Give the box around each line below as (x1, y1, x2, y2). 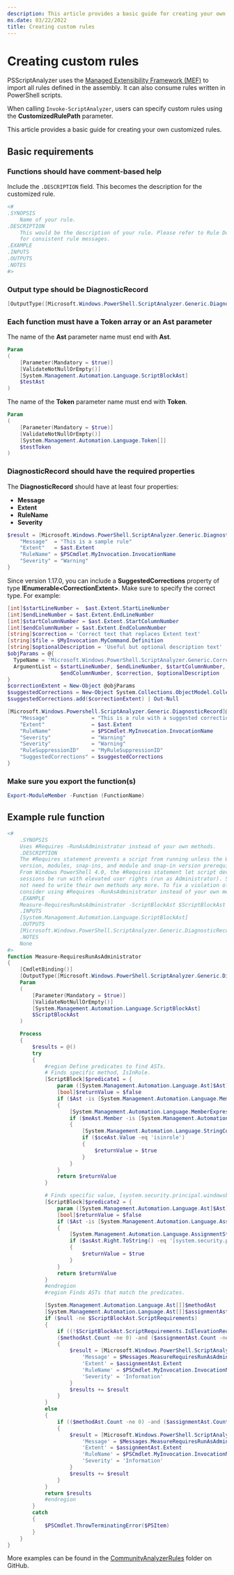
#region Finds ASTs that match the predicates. (44, 1289, 186, 1296)
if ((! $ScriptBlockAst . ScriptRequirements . (56, 1328, 186, 1335)
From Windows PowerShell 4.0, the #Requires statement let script (19, 869, 217, 876)
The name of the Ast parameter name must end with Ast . (7, 332, 172, 341)
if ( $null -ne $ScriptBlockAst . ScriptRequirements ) (44, 1314, 198, 1321)
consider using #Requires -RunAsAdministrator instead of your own (19, 888, 219, 896)
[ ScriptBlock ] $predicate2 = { (44, 1199, 132, 1206)
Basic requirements (7, 146, 94, 157)
